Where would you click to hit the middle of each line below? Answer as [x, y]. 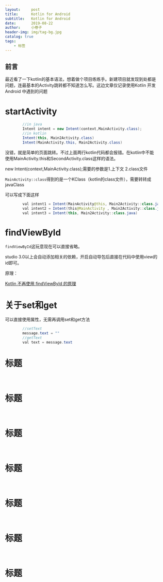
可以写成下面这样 [22, 195]
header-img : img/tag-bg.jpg [33, 32]
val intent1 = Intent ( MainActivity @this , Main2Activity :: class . [89, 204]
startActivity [31, 111]
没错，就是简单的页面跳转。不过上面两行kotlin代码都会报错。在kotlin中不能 [80, 152]
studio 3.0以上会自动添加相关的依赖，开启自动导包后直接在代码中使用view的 [81, 257]
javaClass [15, 184]
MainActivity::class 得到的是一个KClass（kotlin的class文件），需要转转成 [78, 179]
